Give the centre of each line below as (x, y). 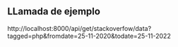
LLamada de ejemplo (54, 12)
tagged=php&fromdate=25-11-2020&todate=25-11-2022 (89, 36)
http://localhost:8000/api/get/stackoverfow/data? (79, 28)
